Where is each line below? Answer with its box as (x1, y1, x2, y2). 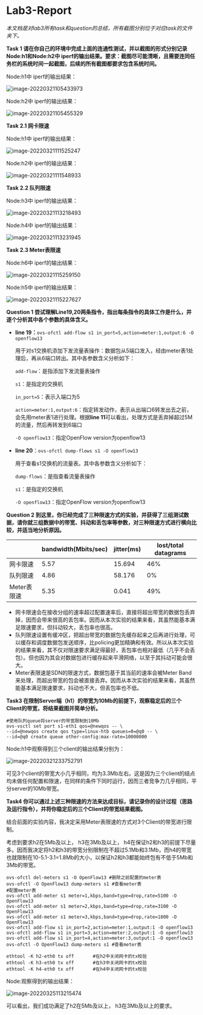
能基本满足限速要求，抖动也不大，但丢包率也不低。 (14, 684, 143, 691)
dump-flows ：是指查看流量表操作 (14, 472, 95, 480)
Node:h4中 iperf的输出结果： (6, 222, 79, 229)
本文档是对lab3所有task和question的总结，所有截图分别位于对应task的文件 (6, 24, 193, 31)
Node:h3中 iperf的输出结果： (6, 197, 79, 204)
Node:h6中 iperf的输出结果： (6, 259, 79, 266)
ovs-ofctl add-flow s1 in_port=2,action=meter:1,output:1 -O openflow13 (6, 924, 193, 930)
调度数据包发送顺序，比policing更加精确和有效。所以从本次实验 (36, 638, 194, 646)
